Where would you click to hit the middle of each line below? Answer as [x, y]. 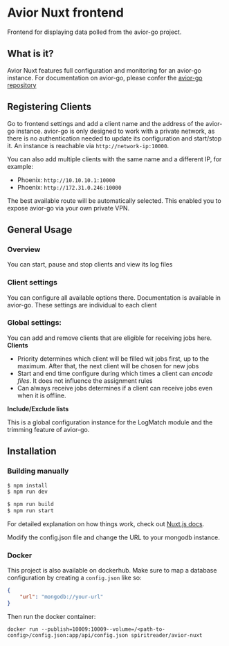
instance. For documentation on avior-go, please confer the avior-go [105, 78]
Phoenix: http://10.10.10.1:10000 [66, 180]
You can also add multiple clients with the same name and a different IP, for [114, 159]
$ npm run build [30, 504]
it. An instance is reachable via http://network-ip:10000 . [88, 145]
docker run [23, 629]
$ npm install [28, 485]
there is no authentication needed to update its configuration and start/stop [114, 138]
